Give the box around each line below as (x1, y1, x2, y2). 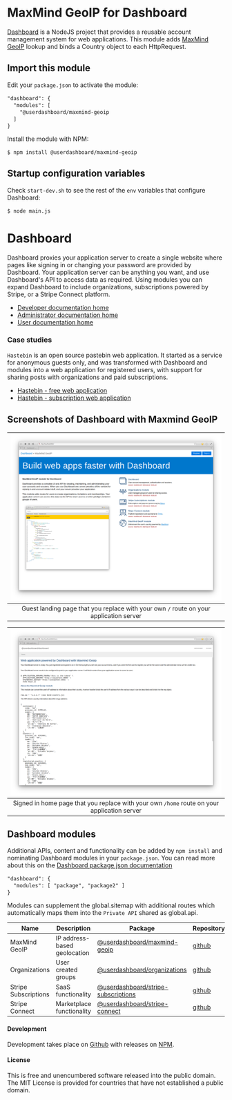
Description (56, 924, 91, 932)
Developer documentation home (17, 303, 109, 311)
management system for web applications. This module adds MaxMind (7, 35, 209, 43)
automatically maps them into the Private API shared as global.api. (7, 909, 198, 917)
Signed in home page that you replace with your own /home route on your (12, 799, 220, 807)
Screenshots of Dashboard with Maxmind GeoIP (7, 414, 218, 425)
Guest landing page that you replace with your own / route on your (21, 604, 211, 612)
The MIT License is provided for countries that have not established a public (7, 1079, 224, 1087)
